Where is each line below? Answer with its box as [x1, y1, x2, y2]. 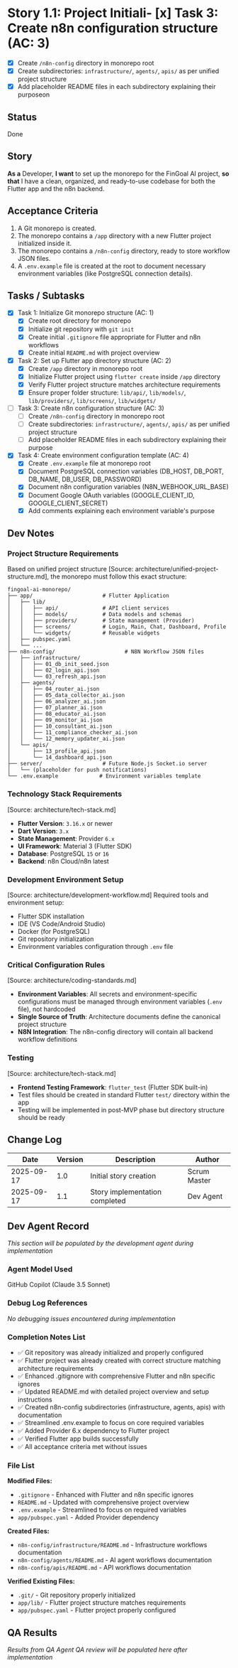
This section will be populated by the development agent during [7, 1239, 194, 1248]
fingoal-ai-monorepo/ [7, 586, 72, 593]
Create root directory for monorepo [28, 316, 132, 325]
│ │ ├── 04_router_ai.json [7, 686, 100, 693]
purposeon [17, 90, 50, 99]
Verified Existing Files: [7, 1577, 76, 1586]
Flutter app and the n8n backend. [7, 184, 105, 193]
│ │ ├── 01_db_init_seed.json [7, 661, 110, 668]
